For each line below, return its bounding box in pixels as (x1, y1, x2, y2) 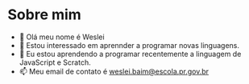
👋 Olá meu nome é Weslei (19, 32, 106, 42)
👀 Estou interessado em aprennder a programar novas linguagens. (19, 40, 239, 50)
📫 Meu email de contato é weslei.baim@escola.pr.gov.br (19, 66, 210, 76)
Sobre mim (7, 6, 81, 24)
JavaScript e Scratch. (19, 58, 91, 67)
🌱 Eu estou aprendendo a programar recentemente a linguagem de (19, 49, 242, 58)
